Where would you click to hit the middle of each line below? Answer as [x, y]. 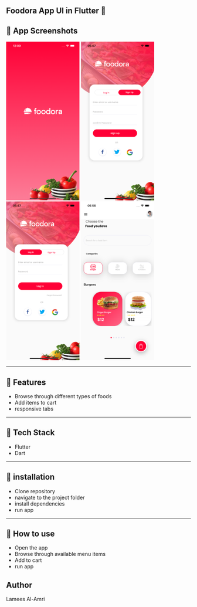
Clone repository [35, 491]
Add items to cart [35, 402]
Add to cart [28, 560]
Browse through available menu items [60, 554]
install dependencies [40, 503]
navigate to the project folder [50, 497]
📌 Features [26, 382]
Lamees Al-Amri [26, 599]
